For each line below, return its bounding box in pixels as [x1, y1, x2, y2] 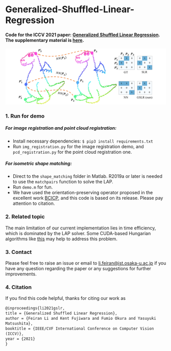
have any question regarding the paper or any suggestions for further [5, 266, 152, 272]
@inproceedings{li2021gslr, [5, 306, 65, 311]
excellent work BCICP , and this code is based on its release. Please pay [12, 195, 163, 201]
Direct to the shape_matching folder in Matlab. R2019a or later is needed [12, 173, 162, 179]
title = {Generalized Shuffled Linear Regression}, [5, 311, 117, 316]
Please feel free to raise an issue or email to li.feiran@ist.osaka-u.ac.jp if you [5, 260, 166, 266]
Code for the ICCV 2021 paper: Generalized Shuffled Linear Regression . [5, 32, 160, 38]
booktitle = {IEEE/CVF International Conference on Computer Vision [5, 326, 154, 332]
